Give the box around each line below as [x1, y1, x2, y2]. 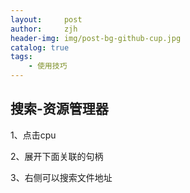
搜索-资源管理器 [10, 101, 109, 118]
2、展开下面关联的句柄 [10, 150, 104, 162]
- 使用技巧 [28, 61, 68, 71]
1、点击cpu [10, 129, 57, 141]
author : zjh [10, 24, 78, 34]
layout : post [10, 14, 83, 25]
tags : [10, 52, 33, 62]
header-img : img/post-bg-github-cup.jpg [10, 33, 182, 43]
